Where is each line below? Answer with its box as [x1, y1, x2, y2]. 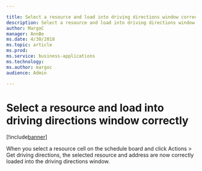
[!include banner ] [6, 133, 47, 141]
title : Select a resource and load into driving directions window [6, 14, 179, 20]
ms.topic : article [6, 42, 52, 48]
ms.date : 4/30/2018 [6, 37, 55, 43]
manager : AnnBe [6, 31, 44, 37]
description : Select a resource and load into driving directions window [6, 19, 195, 26]
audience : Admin [6, 70, 47, 76]
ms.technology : [6, 58, 44, 65]
